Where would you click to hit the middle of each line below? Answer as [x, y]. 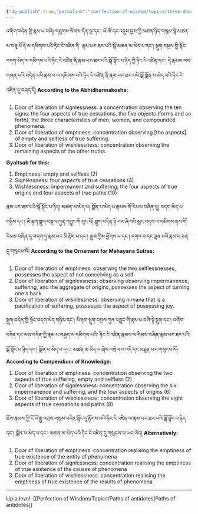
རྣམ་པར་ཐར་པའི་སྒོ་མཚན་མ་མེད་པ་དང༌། [118, 45]
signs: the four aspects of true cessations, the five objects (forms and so [103, 113]
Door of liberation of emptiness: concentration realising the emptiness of [103, 450]
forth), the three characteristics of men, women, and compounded [95, 120]
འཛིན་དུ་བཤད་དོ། [21, 90]
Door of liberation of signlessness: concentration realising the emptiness [103, 463]
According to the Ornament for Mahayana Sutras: [93, 251]
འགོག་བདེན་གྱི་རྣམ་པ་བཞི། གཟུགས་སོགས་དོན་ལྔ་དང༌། [54, 31]
